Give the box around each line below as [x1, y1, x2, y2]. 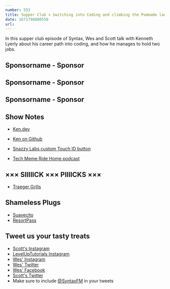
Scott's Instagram [12, 245, 50, 251]
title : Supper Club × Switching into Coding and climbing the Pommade [5, 12, 157, 17]
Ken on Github [12, 136, 43, 142]
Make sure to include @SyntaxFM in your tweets [12, 277, 114, 284]
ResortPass [12, 217, 37, 223]
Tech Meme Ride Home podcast [12, 156, 80, 162]
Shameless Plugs [5, 198, 61, 207]
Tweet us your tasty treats [5, 232, 90, 241]
